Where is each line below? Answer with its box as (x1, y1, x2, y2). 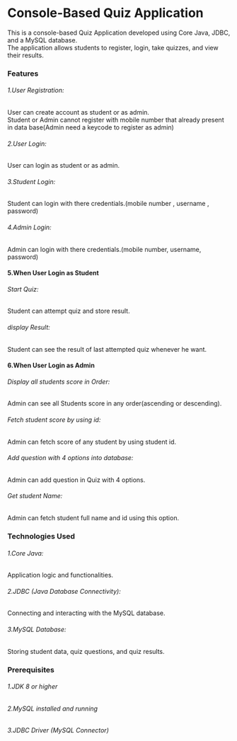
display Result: (7, 323, 51, 332)
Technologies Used (7, 532, 76, 541)
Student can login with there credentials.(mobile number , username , (7, 200, 209, 208)
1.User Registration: (7, 86, 64, 95)
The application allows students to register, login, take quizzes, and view (7, 43, 219, 52)
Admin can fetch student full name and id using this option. (7, 514, 179, 522)
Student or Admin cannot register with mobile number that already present (7, 115, 224, 125)
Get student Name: (7, 492, 63, 500)
